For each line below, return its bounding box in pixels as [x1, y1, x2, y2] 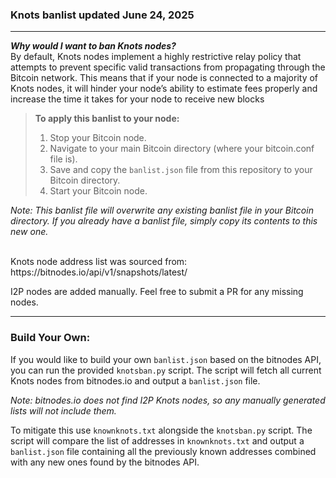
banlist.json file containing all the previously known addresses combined [10, 445, 317, 457]
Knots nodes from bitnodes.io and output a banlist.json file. [10, 374, 261, 387]
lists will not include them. [10, 404, 117, 417]
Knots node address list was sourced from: [10, 256, 188, 268]
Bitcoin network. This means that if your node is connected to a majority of [10, 72, 319, 84]
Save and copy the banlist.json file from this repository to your [49, 164, 313, 176]
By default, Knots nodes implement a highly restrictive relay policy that [10, 51, 302, 63]
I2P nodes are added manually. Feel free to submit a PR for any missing [10, 286, 304, 298]
